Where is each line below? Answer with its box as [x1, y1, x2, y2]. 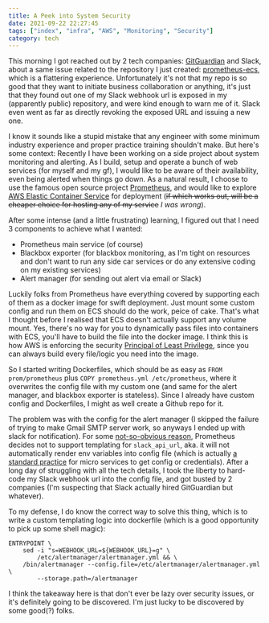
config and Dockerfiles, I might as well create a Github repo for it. [8, 399, 224, 408]
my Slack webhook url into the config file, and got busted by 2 [26, 474, 233, 484]
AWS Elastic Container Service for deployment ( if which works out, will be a [8, 191, 259, 201]
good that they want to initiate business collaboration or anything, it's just [8, 82, 251, 92]
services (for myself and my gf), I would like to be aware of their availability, [8, 166, 259, 175]
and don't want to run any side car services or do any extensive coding [19, 256, 255, 266]
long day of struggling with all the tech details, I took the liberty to [8, 465, 226, 475]
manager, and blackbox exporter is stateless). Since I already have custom [8, 391, 255, 400]
